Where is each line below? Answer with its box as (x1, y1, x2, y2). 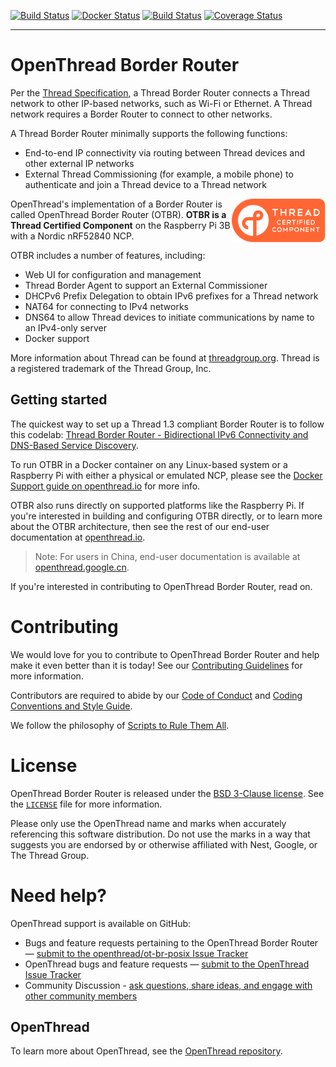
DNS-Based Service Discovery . (10, 439, 139, 451)
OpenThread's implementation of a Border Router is (10, 198, 223, 210)
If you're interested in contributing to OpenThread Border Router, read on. (10, 580, 313, 592)
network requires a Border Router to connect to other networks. (10, 108, 273, 120)
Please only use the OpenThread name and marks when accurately (10, 817, 287, 829)
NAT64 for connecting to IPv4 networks (24, 300, 189, 312)
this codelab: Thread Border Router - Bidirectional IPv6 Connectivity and (10, 428, 309, 440)
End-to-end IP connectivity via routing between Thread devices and (24, 146, 306, 159)
